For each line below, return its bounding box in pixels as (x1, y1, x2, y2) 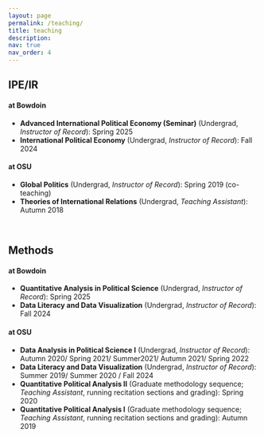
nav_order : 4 (8, 49, 52, 57)
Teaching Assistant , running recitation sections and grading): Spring (19, 388, 244, 397)
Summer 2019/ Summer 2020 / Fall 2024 (19, 370, 153, 380)
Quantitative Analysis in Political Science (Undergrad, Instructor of (19, 284, 243, 293)
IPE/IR (8, 78, 39, 92)
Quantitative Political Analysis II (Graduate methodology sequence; (19, 379, 244, 388)
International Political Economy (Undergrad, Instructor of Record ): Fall (19, 135, 253, 144)
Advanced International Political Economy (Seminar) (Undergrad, (19, 118, 239, 128)
